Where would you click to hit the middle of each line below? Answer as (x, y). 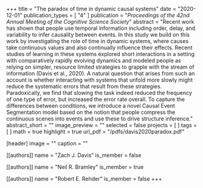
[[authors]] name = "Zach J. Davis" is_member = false (74, 155)
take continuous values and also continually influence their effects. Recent (99, 47)
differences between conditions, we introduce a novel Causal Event (91, 106)
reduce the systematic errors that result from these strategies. (84, 86)
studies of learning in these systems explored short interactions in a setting (101, 54)
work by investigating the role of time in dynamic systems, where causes (98, 41)
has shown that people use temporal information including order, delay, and (101, 28)
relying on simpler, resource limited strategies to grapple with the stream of (100, 67)
